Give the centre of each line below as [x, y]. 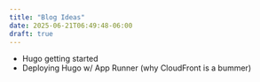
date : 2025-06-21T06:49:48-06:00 [71, 26]
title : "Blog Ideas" [47, 17]
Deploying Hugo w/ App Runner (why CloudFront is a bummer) [136, 68]
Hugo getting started [60, 59]
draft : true [31, 34]
